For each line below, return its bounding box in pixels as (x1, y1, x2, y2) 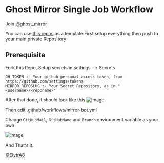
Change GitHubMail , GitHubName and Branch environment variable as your (5, 116, 159, 123)
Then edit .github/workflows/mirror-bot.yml (5, 107, 97, 113)
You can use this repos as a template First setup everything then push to (5, 30, 158, 36)
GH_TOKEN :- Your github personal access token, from (5, 74, 123, 79)
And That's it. (5, 142, 34, 148)
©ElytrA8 (5, 152, 25, 158)
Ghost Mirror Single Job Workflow (5, 4, 154, 15)
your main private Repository (5, 36, 67, 42)
